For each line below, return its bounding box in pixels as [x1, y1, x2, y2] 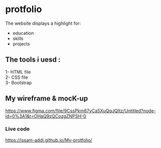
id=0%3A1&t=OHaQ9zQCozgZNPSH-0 [5, 113, 86, 119]
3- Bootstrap [5, 79, 32, 85]
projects [12, 40, 30, 46]
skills [12, 35, 24, 41]
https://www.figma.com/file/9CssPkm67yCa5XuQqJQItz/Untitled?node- [5, 108, 156, 114]
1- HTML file [5, 69, 31, 75]
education [12, 30, 34, 36]
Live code [5, 125, 30, 132]
